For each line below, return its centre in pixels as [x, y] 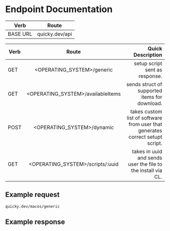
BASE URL [20, 34]
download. [150, 103]
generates [150, 130]
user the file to [145, 164]
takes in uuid [147, 151]
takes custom [146, 111]
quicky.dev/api [55, 34]
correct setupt [145, 137]
